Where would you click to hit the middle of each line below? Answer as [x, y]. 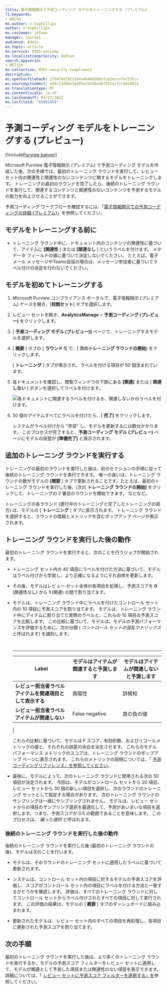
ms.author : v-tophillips [31, 24]
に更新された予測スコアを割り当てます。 [53, 927]
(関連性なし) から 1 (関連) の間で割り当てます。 [60, 592]
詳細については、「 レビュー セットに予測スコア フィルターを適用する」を [80, 976]
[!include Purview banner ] [31, 155]
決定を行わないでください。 [62, 268]
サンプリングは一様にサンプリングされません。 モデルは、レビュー [80, 801]
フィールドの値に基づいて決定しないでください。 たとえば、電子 [92, 255]
